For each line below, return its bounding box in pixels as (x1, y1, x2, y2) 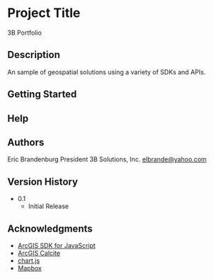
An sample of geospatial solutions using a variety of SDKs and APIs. (7, 67, 206, 76)
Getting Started (7, 89, 77, 101)
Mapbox (17, 263, 43, 272)
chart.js (17, 256, 40, 265)
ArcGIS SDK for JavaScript (17, 241, 96, 249)
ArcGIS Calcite (17, 249, 61, 257)
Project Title (7, 5, 81, 21)
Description (7, 49, 60, 61)
